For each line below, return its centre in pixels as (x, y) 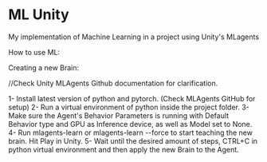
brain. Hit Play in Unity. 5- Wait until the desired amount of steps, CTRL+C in (133, 140)
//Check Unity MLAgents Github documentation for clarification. (113, 83)
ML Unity (39, 15)
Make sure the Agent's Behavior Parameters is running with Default (119, 115)
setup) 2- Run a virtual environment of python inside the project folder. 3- (129, 107)
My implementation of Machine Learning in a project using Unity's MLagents (134, 37)
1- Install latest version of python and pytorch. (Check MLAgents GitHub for (132, 98)
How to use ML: (34, 52)
